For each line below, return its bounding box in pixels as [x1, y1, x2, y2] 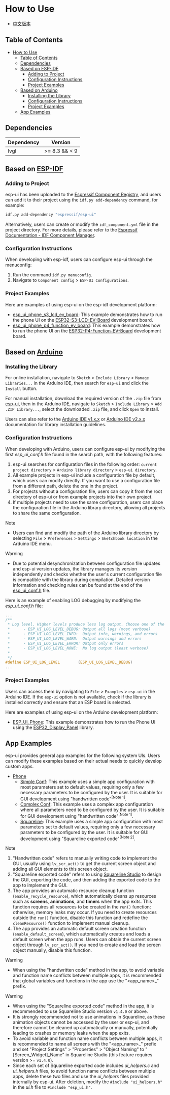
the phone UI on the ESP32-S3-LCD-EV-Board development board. [12, 317, 153, 323]
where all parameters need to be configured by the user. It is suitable [20, 806, 165, 813]
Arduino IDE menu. [12, 540, 52, 546]
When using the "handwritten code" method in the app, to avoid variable [12, 967, 164, 973]
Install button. [5, 385, 38, 392]
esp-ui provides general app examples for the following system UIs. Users [5, 752, 160, 759]
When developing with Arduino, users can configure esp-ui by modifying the [5, 446, 165, 452]
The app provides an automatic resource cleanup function [12, 888, 134, 894]
